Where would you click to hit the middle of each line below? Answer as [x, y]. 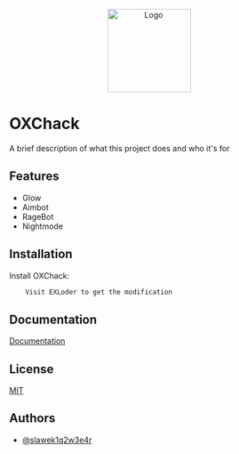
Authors [32, 418]
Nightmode [43, 226]
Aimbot [35, 207]
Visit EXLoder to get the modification [99, 292]
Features [34, 177]
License [32, 369]
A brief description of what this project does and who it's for [119, 148]
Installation [41, 254]
